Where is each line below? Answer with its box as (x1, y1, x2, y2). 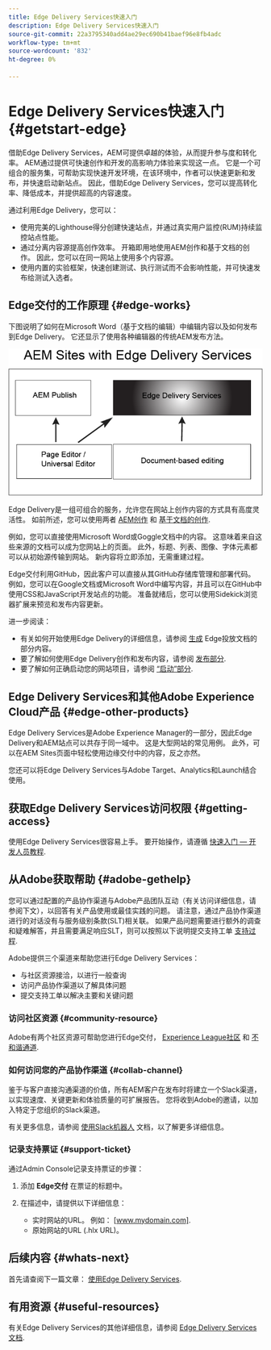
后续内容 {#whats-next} (8, 1251, 130, 1265)
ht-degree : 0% (8, 56, 56, 64)
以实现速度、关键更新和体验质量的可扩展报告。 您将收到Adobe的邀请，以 (8, 1094, 252, 1104)
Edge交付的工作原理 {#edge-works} (8, 298, 191, 312)
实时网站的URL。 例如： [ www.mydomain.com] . (31, 1215, 191, 1225)
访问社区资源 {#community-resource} (8, 1012, 159, 1023)
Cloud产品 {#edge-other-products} (8, 705, 190, 719)
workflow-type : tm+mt (8, 39, 81, 47)
